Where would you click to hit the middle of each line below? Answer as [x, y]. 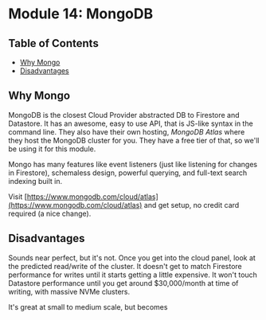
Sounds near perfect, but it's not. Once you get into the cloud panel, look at [132, 258]
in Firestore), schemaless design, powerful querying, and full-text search [128, 173]
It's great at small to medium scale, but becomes [88, 306]
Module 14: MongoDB [81, 14]
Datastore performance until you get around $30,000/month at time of [123, 283]
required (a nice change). [50, 213]
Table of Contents [54, 43]
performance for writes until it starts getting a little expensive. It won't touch [133, 275]
